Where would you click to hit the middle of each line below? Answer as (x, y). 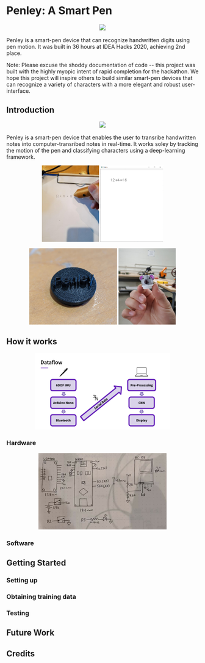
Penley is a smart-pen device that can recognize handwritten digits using (98, 40)
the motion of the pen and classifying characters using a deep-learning (96, 150)
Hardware (21, 443)
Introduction (31, 110)
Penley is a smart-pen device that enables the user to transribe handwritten (101, 137)
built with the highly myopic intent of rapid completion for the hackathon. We (103, 71)
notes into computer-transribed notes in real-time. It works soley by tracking (102, 143)
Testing (18, 613)
